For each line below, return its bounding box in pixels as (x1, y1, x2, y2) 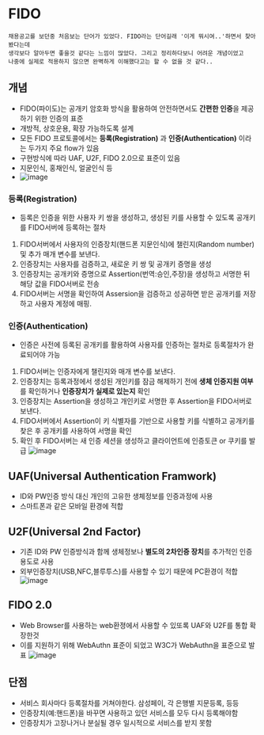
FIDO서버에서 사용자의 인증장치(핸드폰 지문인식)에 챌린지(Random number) (19, 239, 255, 249)
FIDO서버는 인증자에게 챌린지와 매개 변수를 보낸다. (19, 367, 175, 376)
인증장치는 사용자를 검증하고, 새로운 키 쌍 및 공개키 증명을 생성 (19, 259, 212, 269)
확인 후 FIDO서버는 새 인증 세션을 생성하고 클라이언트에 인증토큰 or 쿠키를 (19, 436, 247, 446)
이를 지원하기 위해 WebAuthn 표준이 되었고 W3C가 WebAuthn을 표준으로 (19, 640, 247, 649)
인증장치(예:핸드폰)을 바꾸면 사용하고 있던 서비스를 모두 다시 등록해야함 (19, 708, 239, 718)
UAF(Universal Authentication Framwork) (8, 469, 217, 483)
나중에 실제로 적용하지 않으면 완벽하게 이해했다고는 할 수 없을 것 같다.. (8, 57, 213, 66)
